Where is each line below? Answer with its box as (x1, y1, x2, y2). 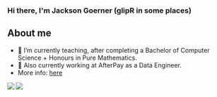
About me (7, 27, 52, 39)
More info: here (17, 68, 63, 77)
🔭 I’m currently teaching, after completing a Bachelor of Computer (17, 46, 210, 54)
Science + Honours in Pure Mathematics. (17, 53, 138, 62)
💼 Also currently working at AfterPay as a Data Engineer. (17, 60, 182, 69)
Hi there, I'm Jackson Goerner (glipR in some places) (7, 6, 192, 15)
